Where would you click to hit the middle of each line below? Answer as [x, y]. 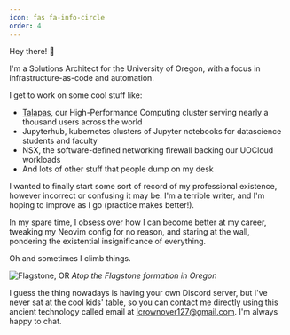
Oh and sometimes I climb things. [70, 258]
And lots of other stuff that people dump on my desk [118, 169]
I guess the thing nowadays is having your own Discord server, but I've [138, 292]
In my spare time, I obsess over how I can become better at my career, [138, 222]
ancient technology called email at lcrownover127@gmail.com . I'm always [144, 311]
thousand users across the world [82, 122]
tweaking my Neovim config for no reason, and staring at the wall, [129, 231]
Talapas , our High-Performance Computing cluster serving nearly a [145, 112]
